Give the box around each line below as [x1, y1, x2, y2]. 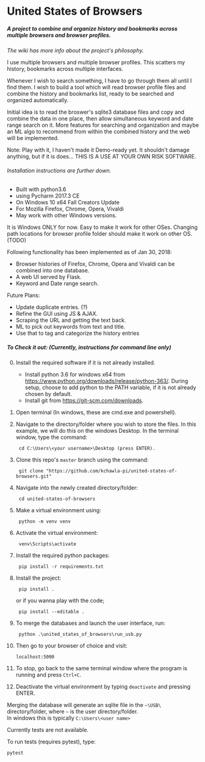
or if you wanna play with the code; [15, 597, 105, 604]
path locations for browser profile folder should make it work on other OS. [7, 230, 193, 237]
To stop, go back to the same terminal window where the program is [15, 665, 188, 672]
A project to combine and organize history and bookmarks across [7, 24, 178, 32]
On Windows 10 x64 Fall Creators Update [15, 199, 120, 206]
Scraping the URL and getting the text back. [15, 316, 126, 324]
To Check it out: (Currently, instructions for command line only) [7, 343, 171, 351]
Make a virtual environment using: [15, 507, 101, 514]
